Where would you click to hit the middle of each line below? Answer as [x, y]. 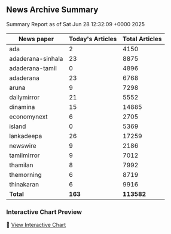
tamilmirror [25, 155]
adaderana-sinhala [36, 58]
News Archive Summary [52, 10]
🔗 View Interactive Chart [36, 225]
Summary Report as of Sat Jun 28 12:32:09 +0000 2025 [76, 24]
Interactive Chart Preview [44, 212]
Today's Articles [93, 39]
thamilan [21, 165]
